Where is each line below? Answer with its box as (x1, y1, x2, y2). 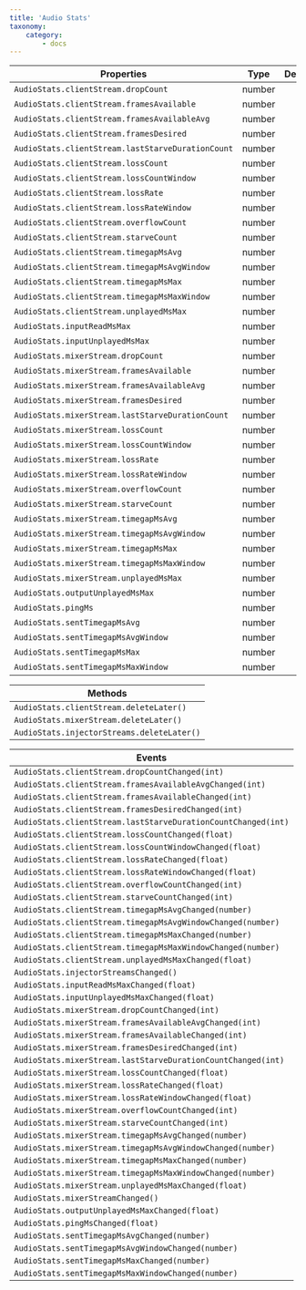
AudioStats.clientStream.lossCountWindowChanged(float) (14, 842, 261, 852)
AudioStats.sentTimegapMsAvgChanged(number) (14, 1231, 210, 1241)
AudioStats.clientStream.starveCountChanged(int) (14, 893, 234, 903)
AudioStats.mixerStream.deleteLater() (14, 715, 182, 726)
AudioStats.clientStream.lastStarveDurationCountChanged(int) (14, 817, 290, 828)
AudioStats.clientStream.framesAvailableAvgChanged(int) (14, 779, 266, 789)
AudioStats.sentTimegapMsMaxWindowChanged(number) (14, 1268, 239, 1279)
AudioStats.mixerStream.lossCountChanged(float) (14, 1068, 229, 1078)
